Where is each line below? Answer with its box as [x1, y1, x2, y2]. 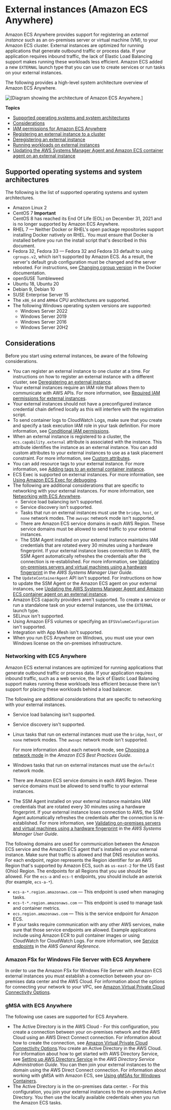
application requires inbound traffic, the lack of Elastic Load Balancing [5, 53, 153, 59]
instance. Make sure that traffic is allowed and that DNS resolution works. [5, 851, 160, 858]
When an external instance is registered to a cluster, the [12, 433, 130, 439]
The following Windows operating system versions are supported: [12, 302, 152, 308]
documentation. [12, 270, 46, 276]
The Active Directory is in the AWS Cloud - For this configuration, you [12, 1023, 159, 1030]
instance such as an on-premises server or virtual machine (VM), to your [5, 37, 158, 43]
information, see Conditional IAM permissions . [12, 428, 110, 434]
